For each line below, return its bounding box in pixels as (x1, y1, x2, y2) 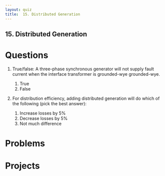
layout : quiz (5, 7, 32, 12)
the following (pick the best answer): (12, 100, 87, 106)
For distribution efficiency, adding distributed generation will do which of (12, 95, 160, 101)
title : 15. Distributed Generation (5, 12, 80, 17)
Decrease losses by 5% (19, 115, 68, 121)
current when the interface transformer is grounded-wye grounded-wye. (12, 71, 160, 77)
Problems (5, 138, 45, 149)
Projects (5, 160, 40, 172)
